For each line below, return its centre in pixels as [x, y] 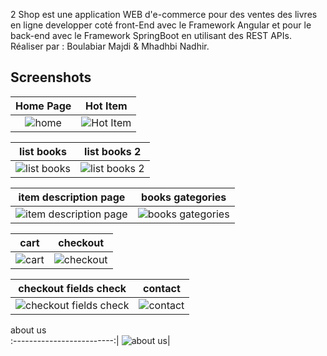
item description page [72, 197]
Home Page [43, 106]
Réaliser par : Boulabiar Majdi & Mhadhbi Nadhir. [110, 46]
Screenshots [51, 77]
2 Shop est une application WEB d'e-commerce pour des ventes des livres [164, 14]
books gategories [184, 197]
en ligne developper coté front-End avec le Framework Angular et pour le [161, 25]
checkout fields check [72, 288]
